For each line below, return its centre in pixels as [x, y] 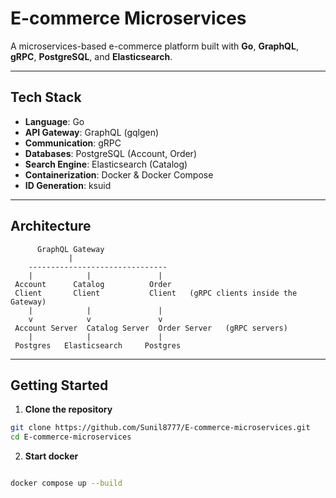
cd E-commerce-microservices [71, 437]
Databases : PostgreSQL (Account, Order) [110, 153]
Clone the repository [68, 409]
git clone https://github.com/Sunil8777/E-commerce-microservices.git [160, 428]
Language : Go [54, 121]
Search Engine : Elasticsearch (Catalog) [106, 164]
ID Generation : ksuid [68, 185]
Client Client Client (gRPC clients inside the [156, 293]
